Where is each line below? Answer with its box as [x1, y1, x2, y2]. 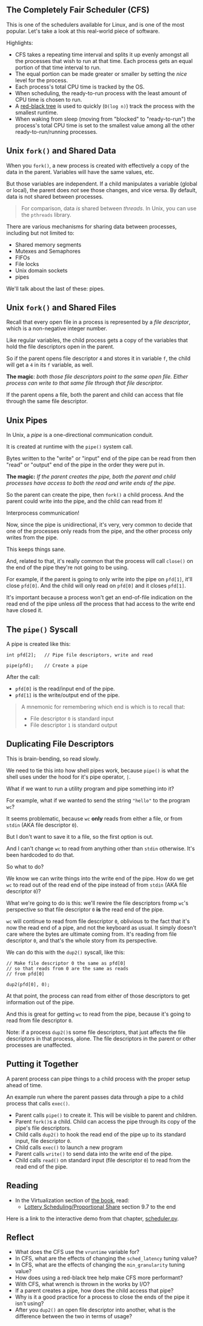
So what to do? [6, 863, 44, 870]
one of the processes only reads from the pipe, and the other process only [6, 527, 193, 535]
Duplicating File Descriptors [6, 739, 114, 749]
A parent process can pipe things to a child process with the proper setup [6, 1075, 190, 1082]
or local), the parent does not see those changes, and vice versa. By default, [6, 186, 198, 193]
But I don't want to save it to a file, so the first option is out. [6, 833, 153, 840]
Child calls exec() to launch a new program [15, 1144, 123, 1151]
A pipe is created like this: [6, 641, 71, 648]
